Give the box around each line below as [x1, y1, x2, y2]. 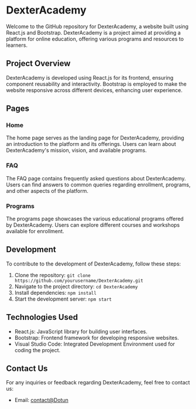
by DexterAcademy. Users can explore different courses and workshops [6, 221, 180, 229]
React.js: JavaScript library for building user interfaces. [14, 328, 148, 335]
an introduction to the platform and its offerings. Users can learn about [6, 141, 177, 148]
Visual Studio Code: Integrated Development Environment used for [14, 340, 176, 347]
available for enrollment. [6, 228, 64, 235]
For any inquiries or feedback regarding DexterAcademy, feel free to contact [6, 379, 190, 386]
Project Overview [6, 59, 71, 69]
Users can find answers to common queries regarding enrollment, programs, [6, 181, 191, 188]
